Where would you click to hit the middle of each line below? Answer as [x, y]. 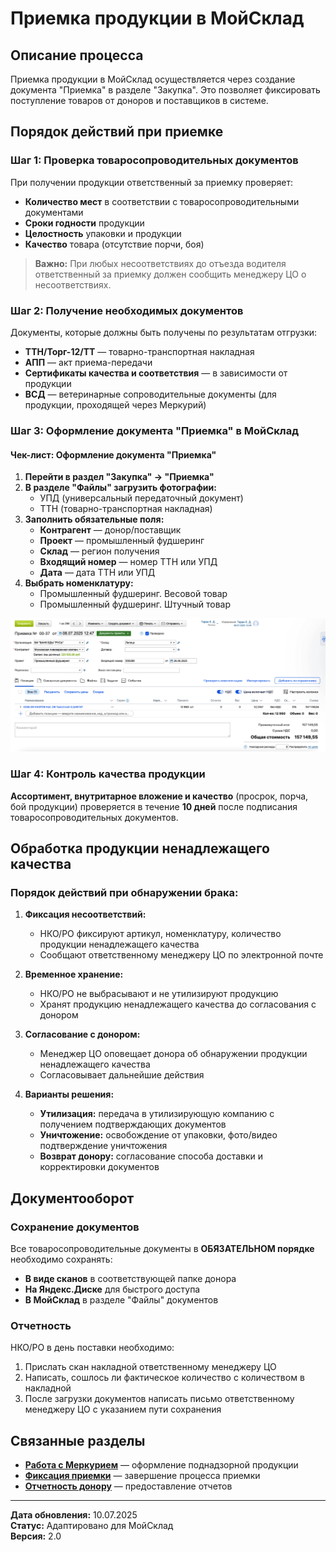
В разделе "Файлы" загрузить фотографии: [120, 488]
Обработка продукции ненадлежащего [140, 848]
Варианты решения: [69, 1094]
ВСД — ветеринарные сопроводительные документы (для [150, 394]
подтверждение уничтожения [103, 1146]
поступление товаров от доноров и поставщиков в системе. [139, 100]
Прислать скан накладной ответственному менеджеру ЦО [150, 1367]
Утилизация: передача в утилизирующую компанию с [157, 1114]
